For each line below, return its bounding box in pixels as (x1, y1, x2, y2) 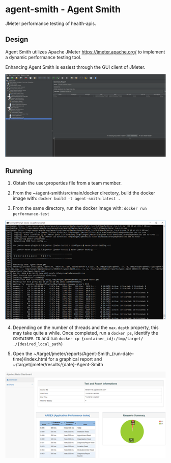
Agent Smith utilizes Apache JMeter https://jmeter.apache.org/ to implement (5, 48, 165, 55)
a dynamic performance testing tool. (5, 54, 81, 60)
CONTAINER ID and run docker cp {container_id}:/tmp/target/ (12, 335, 144, 342)
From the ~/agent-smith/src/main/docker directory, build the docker (12, 190, 155, 196)
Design (5, 35, 28, 44)
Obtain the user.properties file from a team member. (12, 180, 122, 186)
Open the (12, 350, 33, 357)
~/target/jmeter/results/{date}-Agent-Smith (12, 362, 103, 368)
